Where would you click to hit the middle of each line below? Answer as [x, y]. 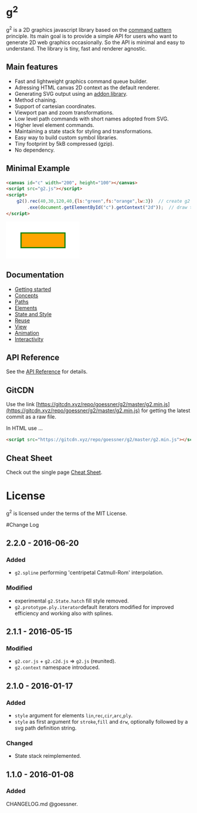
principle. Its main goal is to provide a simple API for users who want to [92, 36]
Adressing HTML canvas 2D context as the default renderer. [87, 87]
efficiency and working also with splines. [64, 613]
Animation [27, 333]
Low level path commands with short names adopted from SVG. [91, 119]
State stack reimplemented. [48, 756]
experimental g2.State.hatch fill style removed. [72, 601]
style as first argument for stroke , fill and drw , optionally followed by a [101, 721]
